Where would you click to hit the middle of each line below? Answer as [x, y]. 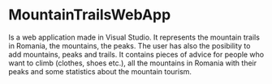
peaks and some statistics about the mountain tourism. [100, 71]
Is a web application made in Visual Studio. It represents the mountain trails [134, 37]
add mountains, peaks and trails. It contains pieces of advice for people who [136, 54]
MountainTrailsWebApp [90, 15]
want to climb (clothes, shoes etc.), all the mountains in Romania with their [133, 63]
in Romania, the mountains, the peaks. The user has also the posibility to [130, 45]
